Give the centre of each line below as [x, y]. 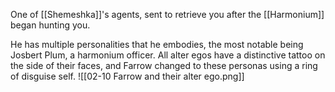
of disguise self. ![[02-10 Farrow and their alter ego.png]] [127, 76]
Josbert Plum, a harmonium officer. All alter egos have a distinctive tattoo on [168, 55]
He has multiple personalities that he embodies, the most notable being [157, 44]
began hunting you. [50, 25]
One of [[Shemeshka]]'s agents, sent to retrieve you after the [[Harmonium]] [167, 14]
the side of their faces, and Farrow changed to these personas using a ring [164, 65]
